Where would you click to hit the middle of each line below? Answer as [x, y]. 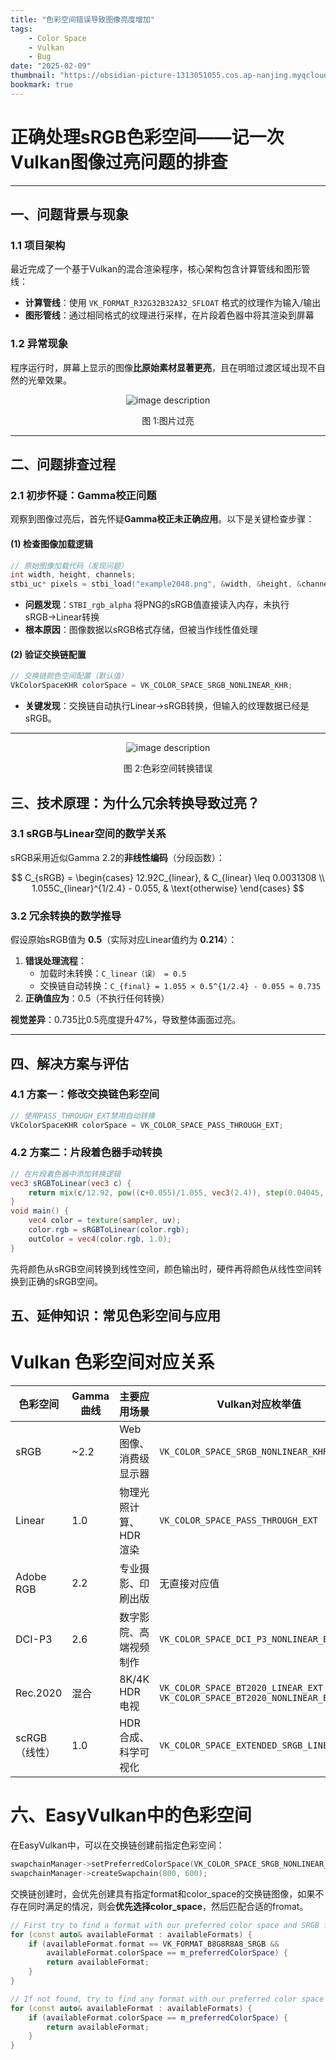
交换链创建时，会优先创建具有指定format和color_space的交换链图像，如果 [163, 1893]
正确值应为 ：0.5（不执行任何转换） [97, 998]
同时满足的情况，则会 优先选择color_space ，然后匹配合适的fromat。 [168, 1906]
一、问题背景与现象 [69, 214]
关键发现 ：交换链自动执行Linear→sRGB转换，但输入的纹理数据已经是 [167, 706]
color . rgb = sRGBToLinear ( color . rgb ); [109, 1230]
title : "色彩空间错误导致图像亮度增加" [82, 19]
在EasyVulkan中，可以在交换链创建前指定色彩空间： [117, 1845]
